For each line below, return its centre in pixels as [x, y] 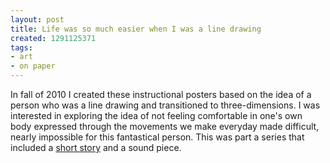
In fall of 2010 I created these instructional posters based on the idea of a [161, 94]
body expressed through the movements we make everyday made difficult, [165, 126]
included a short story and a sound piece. [96, 147]
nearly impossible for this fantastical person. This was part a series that [157, 137]
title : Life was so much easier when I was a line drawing [136, 29]
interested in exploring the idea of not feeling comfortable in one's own [156, 115]
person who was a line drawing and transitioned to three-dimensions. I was [165, 105]
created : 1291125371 [53, 38]
